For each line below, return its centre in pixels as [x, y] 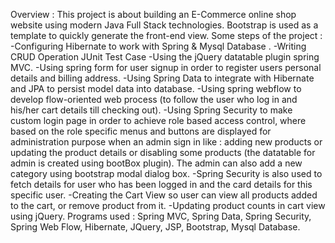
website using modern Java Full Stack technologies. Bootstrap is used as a [164, 25]
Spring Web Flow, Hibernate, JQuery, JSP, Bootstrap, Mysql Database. [155, 227]
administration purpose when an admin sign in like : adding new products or [166, 142]
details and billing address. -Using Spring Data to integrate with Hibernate [162, 78]
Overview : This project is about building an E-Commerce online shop [153, 14]
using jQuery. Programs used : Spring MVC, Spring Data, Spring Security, [161, 216]
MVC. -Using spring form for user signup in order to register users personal [166, 67]
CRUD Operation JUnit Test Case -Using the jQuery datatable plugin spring [165, 57]
